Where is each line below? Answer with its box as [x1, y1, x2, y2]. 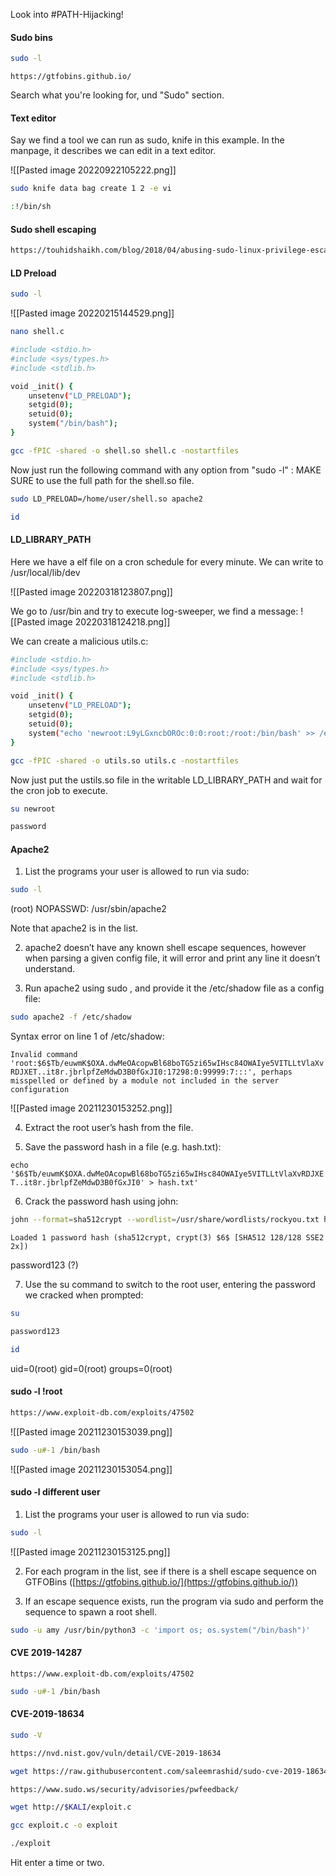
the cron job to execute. [10, 784, 108, 796]
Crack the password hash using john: [24, 1195, 179, 1208]
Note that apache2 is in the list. [10, 922, 139, 934]
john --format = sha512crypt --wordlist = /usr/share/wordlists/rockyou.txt [10, 1215, 320, 1225]
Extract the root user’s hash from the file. [24, 1122, 194, 1134]
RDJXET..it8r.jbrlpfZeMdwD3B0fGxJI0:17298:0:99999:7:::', [10, 1067, 257, 1078]
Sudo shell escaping [10, 223, 97, 235]
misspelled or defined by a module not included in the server [10, 1076, 280, 1086]
